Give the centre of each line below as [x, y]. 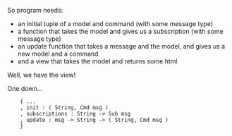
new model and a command [58, 54]
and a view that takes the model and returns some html [97, 61]
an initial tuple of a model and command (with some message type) [115, 24]
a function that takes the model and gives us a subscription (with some [120, 31]
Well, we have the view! [42, 75]
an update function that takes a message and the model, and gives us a [121, 46]
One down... [25, 88]
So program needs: [35, 10]
